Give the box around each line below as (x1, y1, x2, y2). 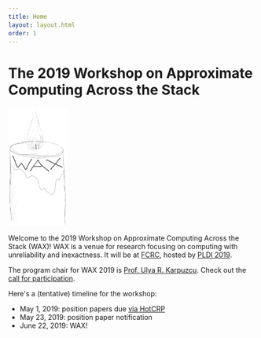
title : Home (8, 13, 47, 20)
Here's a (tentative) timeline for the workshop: (8, 288, 157, 298)
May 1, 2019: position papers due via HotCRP (19, 303, 166, 314)
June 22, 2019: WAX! (19, 321, 88, 330)
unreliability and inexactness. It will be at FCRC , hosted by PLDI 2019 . (8, 250, 233, 259)
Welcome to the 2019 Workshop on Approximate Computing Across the (8, 233, 240, 243)
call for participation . (8, 274, 75, 283)
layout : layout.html (8, 20, 76, 29)
